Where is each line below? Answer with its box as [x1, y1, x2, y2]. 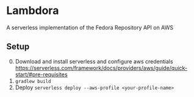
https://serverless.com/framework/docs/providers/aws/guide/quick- [15, 64, 188, 71]
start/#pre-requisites [15, 71, 68, 78]
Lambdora [6, 4, 59, 18]
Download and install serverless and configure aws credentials [15, 57, 173, 65]
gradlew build [15, 78, 51, 84]
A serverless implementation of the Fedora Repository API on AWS [6, 24, 174, 31]
